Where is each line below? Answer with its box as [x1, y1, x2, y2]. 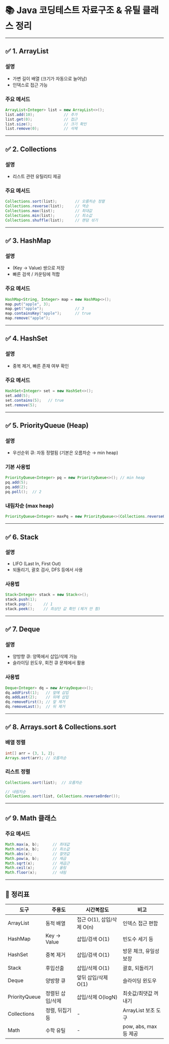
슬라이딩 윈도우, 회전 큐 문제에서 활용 [12, 660, 86, 666]
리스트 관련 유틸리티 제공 [12, 173, 61, 179]
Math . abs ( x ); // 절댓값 [5, 851, 70, 856]
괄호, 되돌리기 [122, 964, 153, 971]
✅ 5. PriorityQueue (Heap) [5, 421, 89, 429]
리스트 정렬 [5, 768, 31, 775]
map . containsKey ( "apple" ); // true [5, 311, 92, 316]
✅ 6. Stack [5, 533, 39, 541]
